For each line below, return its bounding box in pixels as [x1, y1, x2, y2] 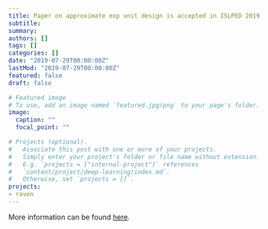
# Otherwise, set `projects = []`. [8, 175, 135, 183]
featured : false [8, 72, 63, 80]
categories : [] [8, 49, 59, 57]
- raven [8, 190, 35, 198]
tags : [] [8, 42, 38, 50]
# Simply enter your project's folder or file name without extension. [8, 153, 261, 161]
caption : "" [15, 116, 56, 125]
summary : [8, 27, 38, 35]
